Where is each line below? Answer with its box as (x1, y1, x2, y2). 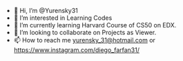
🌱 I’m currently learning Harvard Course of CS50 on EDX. (13, 21, 177, 29)
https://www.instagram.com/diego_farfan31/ (13, 46, 140, 54)
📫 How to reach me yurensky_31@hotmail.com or (13, 36, 155, 44)
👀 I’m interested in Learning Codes (13, 14, 113, 22)
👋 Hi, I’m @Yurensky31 (13, 7, 78, 14)
